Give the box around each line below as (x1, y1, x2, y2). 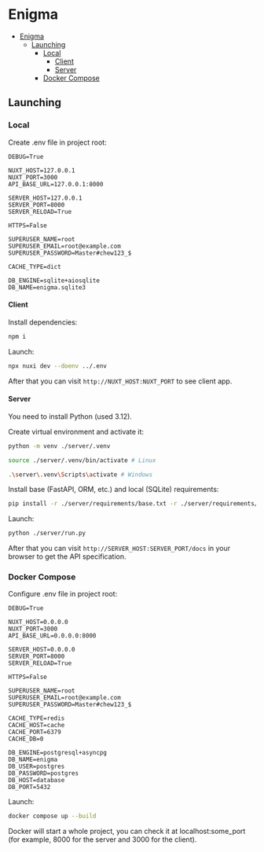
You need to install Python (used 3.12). (8, 411, 132, 421)
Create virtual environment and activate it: (8, 427, 144, 436)
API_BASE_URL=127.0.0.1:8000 (8, 180, 104, 188)
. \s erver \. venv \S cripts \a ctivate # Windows (8, 470, 153, 479)
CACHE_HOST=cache (8, 722, 65, 729)
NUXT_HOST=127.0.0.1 (8, 167, 76, 174)
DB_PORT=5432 (8, 784, 51, 791)
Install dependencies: (8, 317, 78, 327)
